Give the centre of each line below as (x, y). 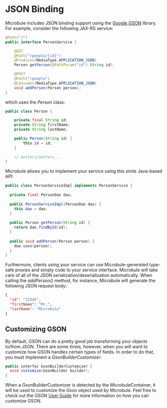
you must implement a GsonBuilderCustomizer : (54, 357)
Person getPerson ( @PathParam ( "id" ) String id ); (64, 65)
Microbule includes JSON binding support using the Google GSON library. (81, 23)
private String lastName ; (41, 130)
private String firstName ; (42, 125)
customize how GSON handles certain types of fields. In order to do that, (80, 352)
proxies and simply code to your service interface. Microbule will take (86, 270)
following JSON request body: (36, 286)
